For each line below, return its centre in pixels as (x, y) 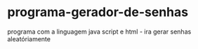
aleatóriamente (29, 38)
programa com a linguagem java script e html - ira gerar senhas (99, 31)
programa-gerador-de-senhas (98, 12)
